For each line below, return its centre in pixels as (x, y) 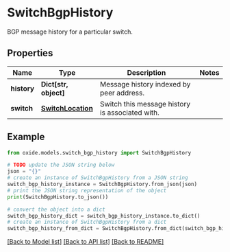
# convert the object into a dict (56, 209)
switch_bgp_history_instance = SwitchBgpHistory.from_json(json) (102, 184)
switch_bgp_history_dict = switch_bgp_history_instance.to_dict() (104, 216)
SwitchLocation (67, 108)
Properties (30, 53)
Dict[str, (54, 84)
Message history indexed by (145, 84)
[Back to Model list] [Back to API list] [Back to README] (86, 242)
